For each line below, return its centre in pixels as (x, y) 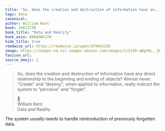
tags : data (16, 14)
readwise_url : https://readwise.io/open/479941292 (58, 46)
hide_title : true (23, 42)
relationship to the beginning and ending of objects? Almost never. (84, 79)
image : (12, 51)
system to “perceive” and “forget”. (52, 89)
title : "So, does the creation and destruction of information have (77, 10)
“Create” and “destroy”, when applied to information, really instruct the (88, 84)
